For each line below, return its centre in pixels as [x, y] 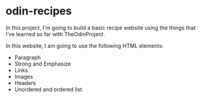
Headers [25, 83]
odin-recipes [39, 11]
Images [24, 76]
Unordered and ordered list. [49, 89]
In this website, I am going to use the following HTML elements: [85, 46]
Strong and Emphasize [43, 64]
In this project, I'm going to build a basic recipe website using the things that [101, 28]
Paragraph [28, 57]
